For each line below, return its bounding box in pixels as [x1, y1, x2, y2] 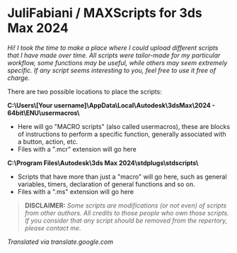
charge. [7, 73, 30, 82]
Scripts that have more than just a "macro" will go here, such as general [17, 172, 228, 181]
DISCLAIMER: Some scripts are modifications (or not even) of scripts [24, 201, 227, 210]
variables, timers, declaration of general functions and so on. [17, 179, 196, 189]
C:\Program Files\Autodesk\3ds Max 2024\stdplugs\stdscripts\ [7, 158, 199, 167]
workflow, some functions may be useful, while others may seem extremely [7, 58, 228, 67]
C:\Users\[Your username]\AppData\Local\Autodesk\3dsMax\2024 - [7, 101, 216, 109]
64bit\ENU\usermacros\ [7, 108, 80, 117]
